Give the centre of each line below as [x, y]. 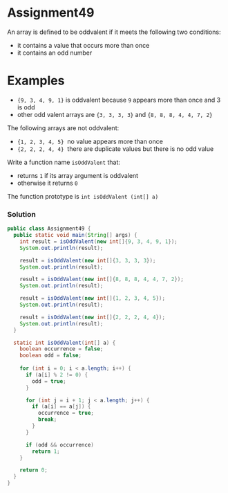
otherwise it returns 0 [47, 183]
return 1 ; [46, 451]
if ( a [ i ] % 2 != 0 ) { [57, 375]
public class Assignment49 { [49, 229]
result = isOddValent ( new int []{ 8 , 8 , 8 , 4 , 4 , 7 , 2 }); [102, 279]
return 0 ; [34, 470]
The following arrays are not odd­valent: [63, 128]
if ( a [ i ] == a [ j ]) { [61, 406]
